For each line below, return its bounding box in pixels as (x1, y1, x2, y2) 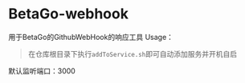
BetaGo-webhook (8, 5, 129, 23)
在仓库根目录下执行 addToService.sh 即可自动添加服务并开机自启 (27, 49, 238, 58)
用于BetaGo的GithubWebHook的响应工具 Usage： (8, 32, 174, 41)
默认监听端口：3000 (8, 65, 76, 76)
